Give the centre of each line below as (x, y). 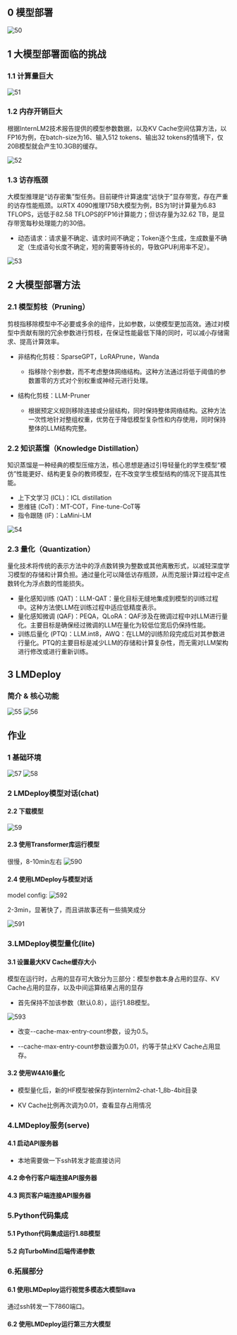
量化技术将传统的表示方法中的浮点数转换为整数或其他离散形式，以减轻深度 (115, 566)
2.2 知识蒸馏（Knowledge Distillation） (75, 448)
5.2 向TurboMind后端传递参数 (51, 1252)
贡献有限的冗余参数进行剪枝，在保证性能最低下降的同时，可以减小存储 (121, 333)
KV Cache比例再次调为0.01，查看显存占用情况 (84, 1105)
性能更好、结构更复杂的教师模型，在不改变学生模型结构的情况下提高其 (119, 474)
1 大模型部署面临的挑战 (57, 54)
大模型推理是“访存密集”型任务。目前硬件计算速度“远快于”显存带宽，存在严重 (118, 197)
